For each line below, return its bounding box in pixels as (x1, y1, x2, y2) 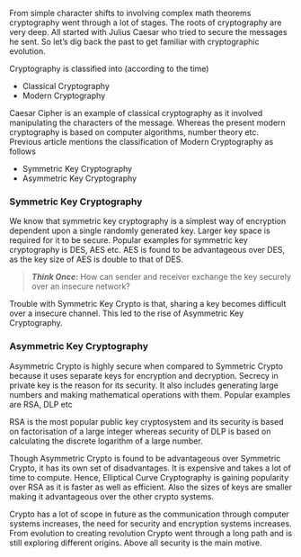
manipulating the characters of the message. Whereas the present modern (9, 117, 286, 128)
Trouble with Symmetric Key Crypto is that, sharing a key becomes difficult (9, 299, 287, 310)
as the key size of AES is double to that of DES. (9, 254, 184, 265)
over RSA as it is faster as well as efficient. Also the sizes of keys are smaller (9, 481, 292, 492)
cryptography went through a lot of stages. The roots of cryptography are (9, 17, 282, 28)
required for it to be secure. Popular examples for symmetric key (9, 235, 249, 246)
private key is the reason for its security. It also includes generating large (9, 380, 279, 391)
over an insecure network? (31, 281, 130, 292)
